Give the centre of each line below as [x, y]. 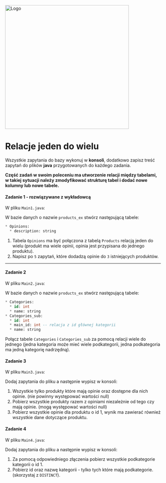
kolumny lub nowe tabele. [32, 185]
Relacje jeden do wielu [52, 146]
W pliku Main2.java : [25, 283]
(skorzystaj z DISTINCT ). [36, 475]
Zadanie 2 [16, 272]
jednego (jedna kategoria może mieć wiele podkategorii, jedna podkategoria [83, 344]
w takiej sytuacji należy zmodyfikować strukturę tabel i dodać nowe [76, 180]
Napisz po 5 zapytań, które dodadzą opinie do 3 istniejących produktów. [85, 256]
